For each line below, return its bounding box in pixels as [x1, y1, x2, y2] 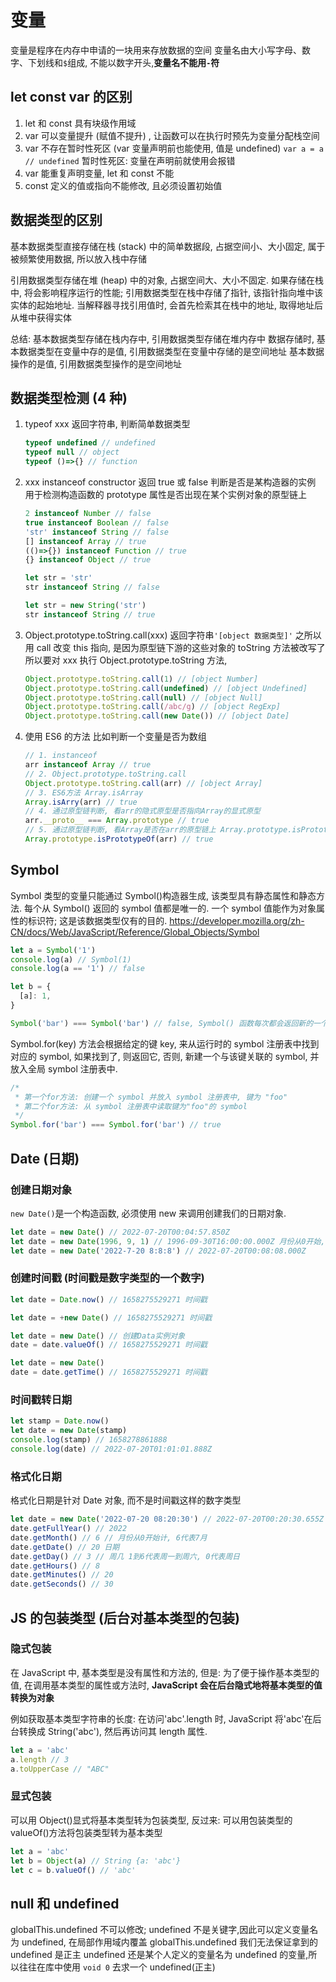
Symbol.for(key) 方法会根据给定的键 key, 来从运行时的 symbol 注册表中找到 [10, 1037, 320, 1050]
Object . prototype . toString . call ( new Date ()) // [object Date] [24, 711, 290, 721]
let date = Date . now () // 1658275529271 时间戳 [10, 1294, 208, 1305]
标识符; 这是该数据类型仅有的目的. [27, 914, 168, 926]
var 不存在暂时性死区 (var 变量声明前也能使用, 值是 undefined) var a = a [24, 142, 324, 154]
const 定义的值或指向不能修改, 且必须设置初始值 [24, 179, 223, 191]
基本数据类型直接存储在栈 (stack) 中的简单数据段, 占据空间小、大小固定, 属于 [10, 240, 326, 252]
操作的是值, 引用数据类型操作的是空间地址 [10, 357, 182, 370]
